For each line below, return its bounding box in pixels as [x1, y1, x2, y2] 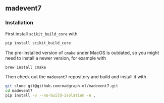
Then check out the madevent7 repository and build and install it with [5, 74, 146, 80]
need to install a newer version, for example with [5, 55, 106, 61]
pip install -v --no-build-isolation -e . [5, 93, 96, 98]
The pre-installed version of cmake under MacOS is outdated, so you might [5, 49, 159, 56]
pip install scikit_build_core [5, 40, 71, 45]
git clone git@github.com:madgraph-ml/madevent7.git [5, 83, 119, 89]
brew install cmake [5, 65, 46, 70]
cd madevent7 [5, 88, 33, 93]
